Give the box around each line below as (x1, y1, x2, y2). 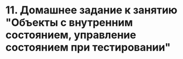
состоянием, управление (5, 29, 136, 41)
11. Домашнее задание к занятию (5, 4, 178, 17)
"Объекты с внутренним (5, 16, 133, 29)
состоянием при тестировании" (5, 41, 171, 54)
